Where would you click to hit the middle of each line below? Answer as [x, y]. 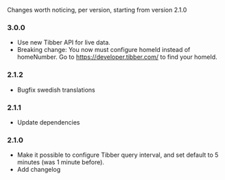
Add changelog [39, 170]
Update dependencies [48, 122]
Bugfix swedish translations [56, 90]
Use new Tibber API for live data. [64, 42]
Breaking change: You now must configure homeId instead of [104, 50]
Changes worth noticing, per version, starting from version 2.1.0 [97, 10]
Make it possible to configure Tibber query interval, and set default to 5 [118, 155]
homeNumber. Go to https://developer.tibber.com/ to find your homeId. [117, 57]
